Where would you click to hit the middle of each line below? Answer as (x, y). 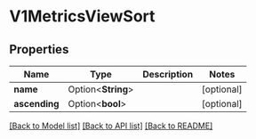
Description (168, 74)
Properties (39, 49)
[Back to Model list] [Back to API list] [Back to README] (111, 126)
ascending (36, 104)
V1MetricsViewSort (82, 16)
